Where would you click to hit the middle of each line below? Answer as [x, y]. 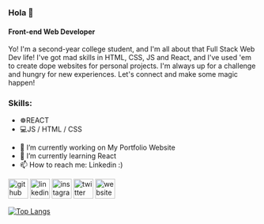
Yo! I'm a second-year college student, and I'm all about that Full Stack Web [132, 49]
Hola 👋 [21, 13]
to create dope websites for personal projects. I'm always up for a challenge [132, 66]
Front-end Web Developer [52, 32]
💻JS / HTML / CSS [51, 129]
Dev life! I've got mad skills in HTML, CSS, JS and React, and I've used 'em [130, 58]
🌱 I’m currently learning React [68, 156]
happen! [22, 83]
